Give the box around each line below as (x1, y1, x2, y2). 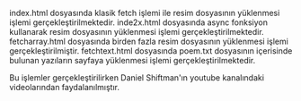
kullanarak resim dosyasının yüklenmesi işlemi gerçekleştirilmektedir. (9, 27, 264, 37)
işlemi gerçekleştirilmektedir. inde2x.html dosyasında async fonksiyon (9, 17, 268, 28)
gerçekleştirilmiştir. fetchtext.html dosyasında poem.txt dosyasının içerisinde (9, 46, 293, 56)
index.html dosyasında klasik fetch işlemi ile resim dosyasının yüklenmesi (9, 8, 280, 18)
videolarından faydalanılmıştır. (9, 82, 120, 92)
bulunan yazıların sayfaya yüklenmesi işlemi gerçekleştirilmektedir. (9, 55, 256, 65)
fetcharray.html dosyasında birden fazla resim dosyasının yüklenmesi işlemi (9, 36, 289, 46)
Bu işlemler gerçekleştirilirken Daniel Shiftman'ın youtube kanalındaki (9, 72, 265, 83)
